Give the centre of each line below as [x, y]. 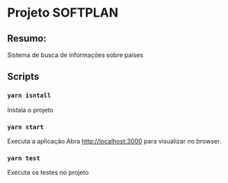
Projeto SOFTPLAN [63, 13]
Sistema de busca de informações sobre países [75, 55]
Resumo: [27, 38]
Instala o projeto [30, 110]
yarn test [24, 158]
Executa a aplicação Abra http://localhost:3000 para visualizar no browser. [114, 141]
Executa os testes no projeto [48, 173]
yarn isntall [29, 96]
